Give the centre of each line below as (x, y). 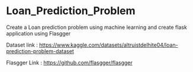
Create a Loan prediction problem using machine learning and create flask (97, 27)
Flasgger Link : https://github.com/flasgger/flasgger (69, 63)
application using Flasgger (38, 33)
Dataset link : (22, 45)
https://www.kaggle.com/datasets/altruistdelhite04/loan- (109, 45)
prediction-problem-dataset (40, 51)
